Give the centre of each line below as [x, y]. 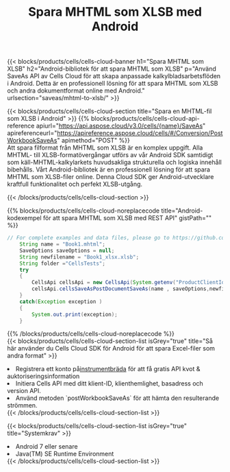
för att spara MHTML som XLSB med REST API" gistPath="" [128, 218]
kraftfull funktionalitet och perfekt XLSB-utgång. [75, 184]
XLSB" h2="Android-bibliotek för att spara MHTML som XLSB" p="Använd [112, 69]
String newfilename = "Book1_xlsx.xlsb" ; [79, 257]
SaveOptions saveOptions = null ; [67, 250]
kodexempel [25, 218]
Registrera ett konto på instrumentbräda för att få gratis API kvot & [108, 369]
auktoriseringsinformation [43, 376]
